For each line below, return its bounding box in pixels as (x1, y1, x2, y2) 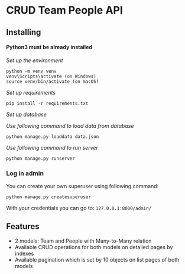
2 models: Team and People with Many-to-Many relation (14, 237, 152, 244)
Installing (6, 27, 41, 37)
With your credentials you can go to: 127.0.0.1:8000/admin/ (6, 205, 152, 212)
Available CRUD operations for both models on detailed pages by (14, 243, 173, 250)
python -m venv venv (6, 68, 57, 74)
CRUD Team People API (6, 4, 123, 17)
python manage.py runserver (6, 155, 76, 162)
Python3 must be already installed (6, 44, 93, 51)
